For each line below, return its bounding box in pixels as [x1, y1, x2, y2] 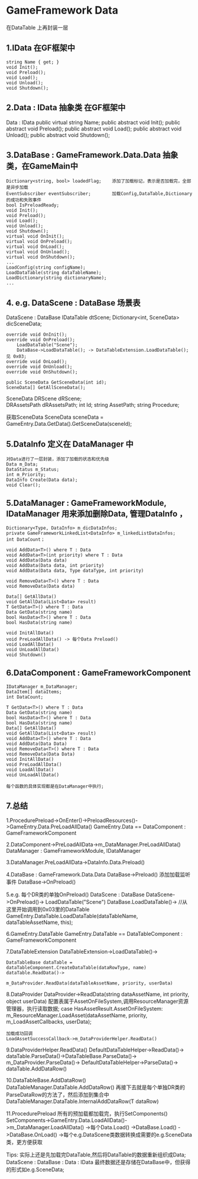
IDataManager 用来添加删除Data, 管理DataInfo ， [6, 509, 187, 519]
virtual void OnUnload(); [6, 249, 70, 255]
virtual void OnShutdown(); [6, 254, 76, 260]
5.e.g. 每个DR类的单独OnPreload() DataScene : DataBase [6, 891, 145, 898]
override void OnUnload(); [6, 364, 73, 370]
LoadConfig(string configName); [6, 265, 86, 270]
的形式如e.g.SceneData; [6, 1166, 65, 1173]
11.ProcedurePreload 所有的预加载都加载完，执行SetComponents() [6, 1110, 168, 1117]
